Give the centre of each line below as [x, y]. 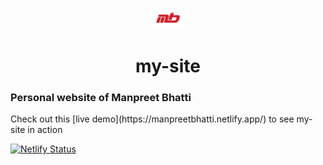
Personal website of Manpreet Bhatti [101, 97]
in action [45, 130]
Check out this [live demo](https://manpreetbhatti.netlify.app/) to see [152, 119]
